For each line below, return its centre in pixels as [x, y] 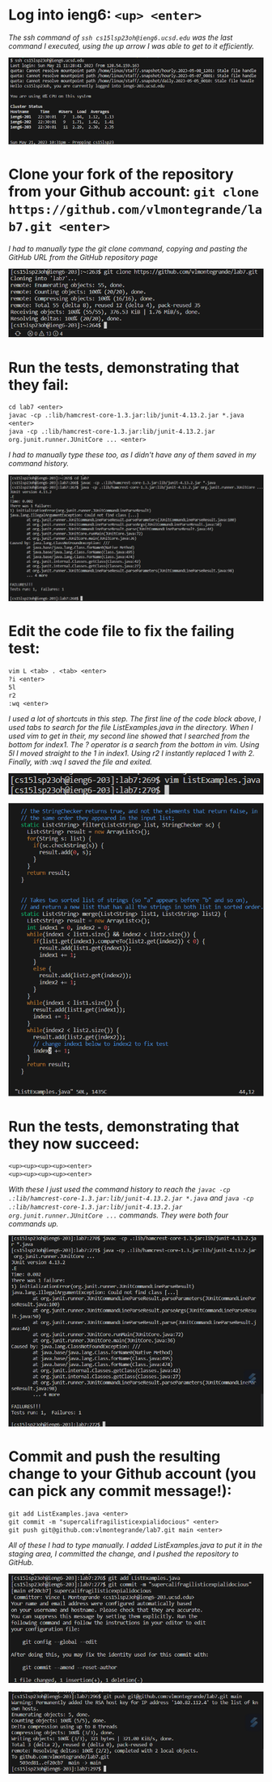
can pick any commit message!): [120, 1491]
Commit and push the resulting [115, 1456]
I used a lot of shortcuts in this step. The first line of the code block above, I [135, 718]
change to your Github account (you [132, 1474]
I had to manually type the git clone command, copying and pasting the [128, 249]
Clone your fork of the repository [121, 174]
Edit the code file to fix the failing [121, 631]
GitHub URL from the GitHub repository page [83, 257]
